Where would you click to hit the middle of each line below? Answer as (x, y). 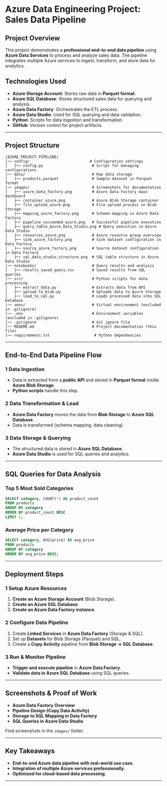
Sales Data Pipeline (46, 20)
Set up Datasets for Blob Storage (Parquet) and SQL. (67, 639)
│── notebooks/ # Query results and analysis (80, 265)
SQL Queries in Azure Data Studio (48, 721)
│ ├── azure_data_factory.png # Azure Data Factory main (77, 192)
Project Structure (32, 145)
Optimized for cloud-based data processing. (59, 774)
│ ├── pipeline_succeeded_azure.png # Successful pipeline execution (83, 222)
